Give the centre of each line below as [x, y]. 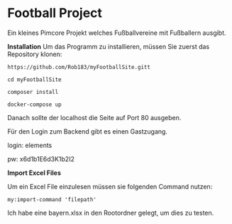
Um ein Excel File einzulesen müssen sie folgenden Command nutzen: [110, 186]
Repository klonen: [35, 54]
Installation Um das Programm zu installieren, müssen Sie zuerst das [109, 46]
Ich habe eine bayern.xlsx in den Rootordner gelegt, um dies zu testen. [111, 213]
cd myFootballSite [34, 80]
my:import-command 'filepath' [52, 199]
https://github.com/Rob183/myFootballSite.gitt [79, 67]
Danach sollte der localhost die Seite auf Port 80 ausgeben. [94, 117]
